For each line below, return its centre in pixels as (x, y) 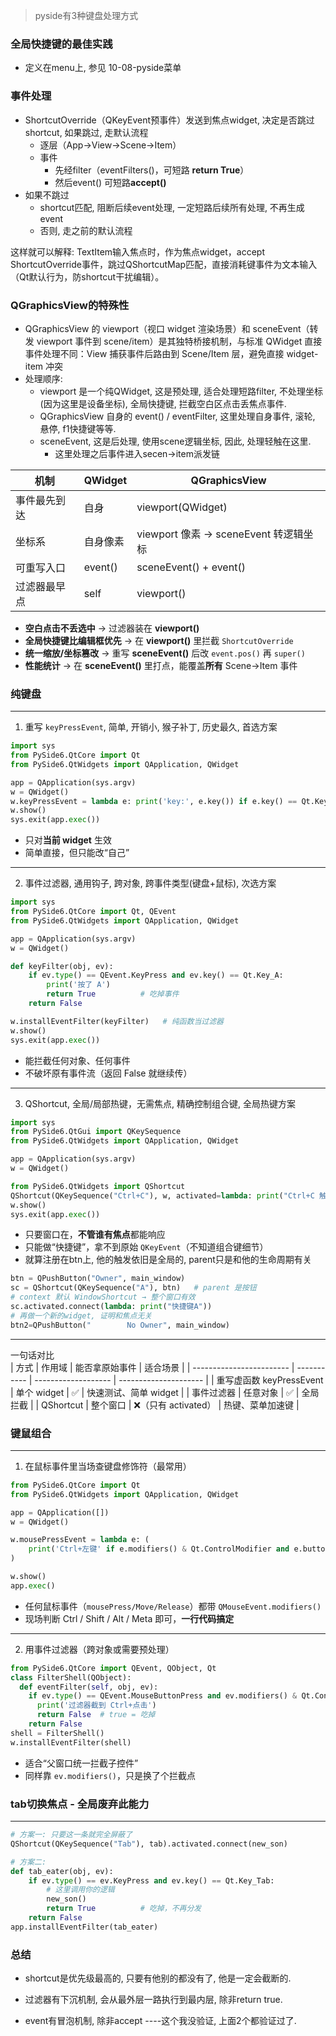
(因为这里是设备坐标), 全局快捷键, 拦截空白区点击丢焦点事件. (163, 403)
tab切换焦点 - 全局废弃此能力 (80, 1804)
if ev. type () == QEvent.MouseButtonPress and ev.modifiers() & (163, 1696)
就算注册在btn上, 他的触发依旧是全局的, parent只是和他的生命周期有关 (168, 1260)
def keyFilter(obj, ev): (62, 966)
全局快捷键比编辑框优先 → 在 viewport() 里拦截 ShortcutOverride (159, 640)
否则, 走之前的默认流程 (86, 230)
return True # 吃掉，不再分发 (124, 1909)
